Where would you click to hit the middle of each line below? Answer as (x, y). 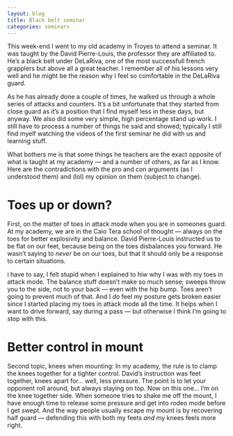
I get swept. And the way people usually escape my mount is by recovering (115, 410)
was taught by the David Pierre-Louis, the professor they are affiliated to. (112, 54)
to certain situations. (37, 261)
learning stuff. (27, 141)
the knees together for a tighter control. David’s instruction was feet (104, 373)
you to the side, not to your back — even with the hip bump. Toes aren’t (110, 289)
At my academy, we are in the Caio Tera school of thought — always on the (115, 232)
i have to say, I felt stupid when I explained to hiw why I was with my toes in (115, 275)
